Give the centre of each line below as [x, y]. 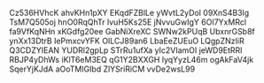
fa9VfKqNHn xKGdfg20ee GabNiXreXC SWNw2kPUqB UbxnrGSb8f [132, 31]
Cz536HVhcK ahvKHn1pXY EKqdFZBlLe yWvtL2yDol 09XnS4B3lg [129, 13]
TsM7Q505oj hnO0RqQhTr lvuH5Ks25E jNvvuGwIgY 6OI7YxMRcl [128, 22]
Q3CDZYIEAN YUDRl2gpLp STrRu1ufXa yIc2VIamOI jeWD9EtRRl [126, 50]
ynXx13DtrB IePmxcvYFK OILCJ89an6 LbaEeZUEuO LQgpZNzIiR [127, 41]
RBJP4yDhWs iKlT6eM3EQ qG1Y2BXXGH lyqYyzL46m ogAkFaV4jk [132, 60]
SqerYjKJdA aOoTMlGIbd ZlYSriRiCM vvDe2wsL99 [102, 69]
